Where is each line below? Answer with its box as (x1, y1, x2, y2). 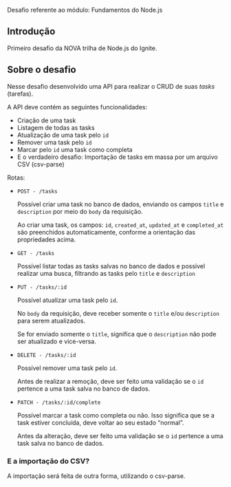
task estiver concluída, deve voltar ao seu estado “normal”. (16, 418, 184, 426)
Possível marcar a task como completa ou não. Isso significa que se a (16, 411, 215, 419)
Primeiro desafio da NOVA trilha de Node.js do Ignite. (7, 44, 157, 52)
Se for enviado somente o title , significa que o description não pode (16, 329, 217, 338)
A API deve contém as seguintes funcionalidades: (7, 102, 148, 111)
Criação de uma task (16, 116, 76, 125)
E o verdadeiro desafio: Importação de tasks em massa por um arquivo (16, 153, 218, 161)
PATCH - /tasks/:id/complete (16, 399, 101, 406)
